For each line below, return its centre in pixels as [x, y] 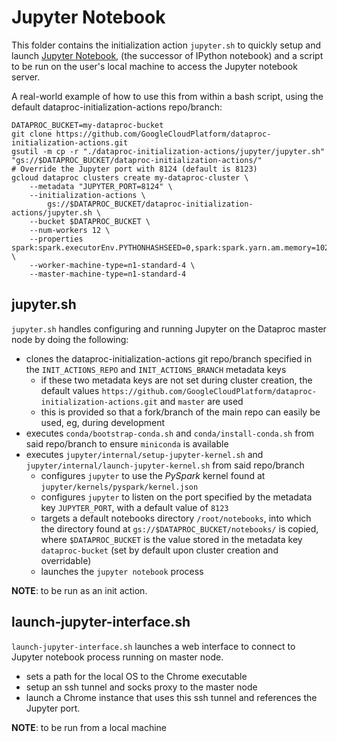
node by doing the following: [70, 339]
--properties [56, 239]
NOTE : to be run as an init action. [79, 590]
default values [70, 390]
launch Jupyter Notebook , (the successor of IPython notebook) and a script [167, 55]
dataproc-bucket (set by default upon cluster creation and [159, 550]
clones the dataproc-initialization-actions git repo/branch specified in [169, 358]
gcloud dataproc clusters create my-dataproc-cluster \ [130, 177]
